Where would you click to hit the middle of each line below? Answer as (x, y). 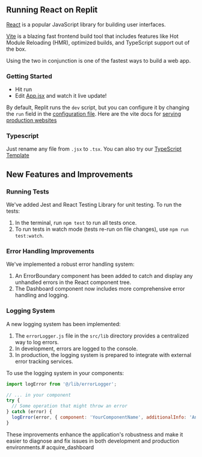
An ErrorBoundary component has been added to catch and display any (104, 276)
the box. (17, 49)
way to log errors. (37, 342)
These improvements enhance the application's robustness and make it (95, 434)
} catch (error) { (29, 412)
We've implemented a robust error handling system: (70, 264)
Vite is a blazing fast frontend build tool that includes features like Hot (93, 36)
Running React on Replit (52, 10)
